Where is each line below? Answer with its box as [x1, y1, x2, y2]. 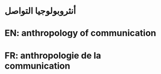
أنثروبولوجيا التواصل [4, 5, 76, 17]
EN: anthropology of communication [4, 28, 157, 39]
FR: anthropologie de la [4, 50, 101, 61]
